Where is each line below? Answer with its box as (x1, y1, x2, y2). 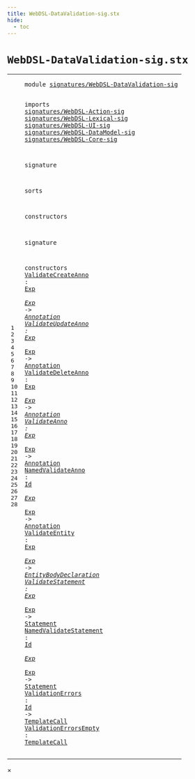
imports (24, 100, 50, 108)
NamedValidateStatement (24, 627, 103, 635)
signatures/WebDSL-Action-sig (24, 107, 125, 115)
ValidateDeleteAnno (24, 369, 89, 377)
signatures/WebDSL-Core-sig (24, 135, 118, 143)
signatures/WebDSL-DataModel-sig (24, 128, 136, 136)
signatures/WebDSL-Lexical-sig (24, 114, 128, 122)
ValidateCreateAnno (24, 271, 89, 279)
